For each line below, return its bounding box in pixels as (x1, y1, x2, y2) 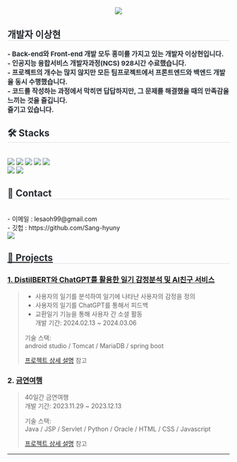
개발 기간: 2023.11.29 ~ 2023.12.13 (24, 402, 122, 410)
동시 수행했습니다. (15, 77, 68, 86)
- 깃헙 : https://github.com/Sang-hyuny (7, 224, 121, 232)
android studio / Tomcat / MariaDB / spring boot (24, 342, 164, 350)
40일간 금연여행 (24, 393, 69, 402)
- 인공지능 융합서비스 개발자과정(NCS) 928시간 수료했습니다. (7, 58, 187, 68)
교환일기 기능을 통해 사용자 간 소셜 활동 (35, 310, 143, 318)
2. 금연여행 (7, 376, 43, 386)
